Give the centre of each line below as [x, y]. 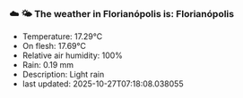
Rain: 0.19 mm [48, 65]
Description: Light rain [63, 75]
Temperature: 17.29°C [62, 37]
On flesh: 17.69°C [54, 46]
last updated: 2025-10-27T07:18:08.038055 [103, 84]
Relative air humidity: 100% [73, 55]
